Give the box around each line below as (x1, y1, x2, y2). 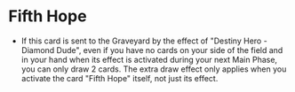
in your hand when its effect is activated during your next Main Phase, (20, 54, 277, 65)
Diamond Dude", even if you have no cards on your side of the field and (20, 44, 283, 55)
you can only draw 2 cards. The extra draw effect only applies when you (20, 64, 287, 74)
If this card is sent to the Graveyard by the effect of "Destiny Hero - (20, 35, 267, 46)
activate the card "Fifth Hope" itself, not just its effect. (20, 73, 219, 83)
